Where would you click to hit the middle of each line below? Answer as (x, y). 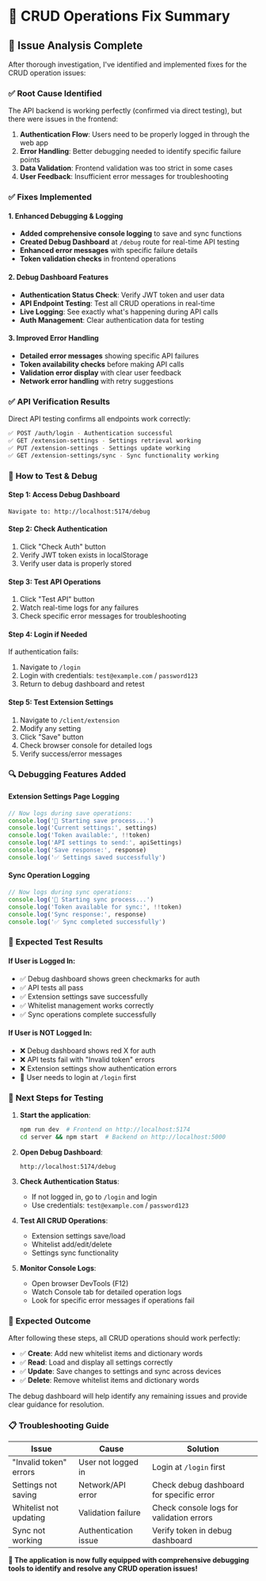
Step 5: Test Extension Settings (61, 702)
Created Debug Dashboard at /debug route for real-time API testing (129, 242)
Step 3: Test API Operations (55, 581)
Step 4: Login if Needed (48, 634)
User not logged (108, 1462)
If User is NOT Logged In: (50, 1033)
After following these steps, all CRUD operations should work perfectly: (124, 1338)
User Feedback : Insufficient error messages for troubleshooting (124, 177)
